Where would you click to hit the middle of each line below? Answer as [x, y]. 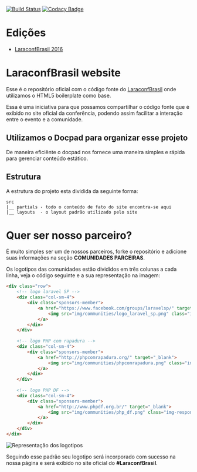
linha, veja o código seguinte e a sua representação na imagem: [83, 275]
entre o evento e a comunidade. [45, 119]
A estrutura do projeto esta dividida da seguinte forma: [72, 191]
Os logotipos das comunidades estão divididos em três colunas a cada [91, 269]
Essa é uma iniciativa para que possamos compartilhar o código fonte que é [98, 107]
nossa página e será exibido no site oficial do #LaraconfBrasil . [82, 463]
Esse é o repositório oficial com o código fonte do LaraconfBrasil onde [91, 89]
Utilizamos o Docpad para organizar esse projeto [97, 138]
